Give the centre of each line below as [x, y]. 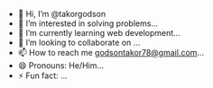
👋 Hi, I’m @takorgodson [62, 14]
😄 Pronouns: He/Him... [61, 66]
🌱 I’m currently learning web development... [99, 33]
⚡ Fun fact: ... [42, 75]
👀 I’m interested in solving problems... [88, 23]
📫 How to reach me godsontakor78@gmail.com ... [111, 53]
